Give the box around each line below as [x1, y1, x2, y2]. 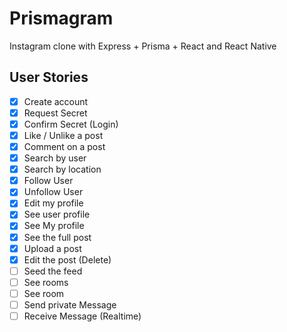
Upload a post [23, 242, 82, 254]
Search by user [23, 152, 87, 164]
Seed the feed [23, 265, 83, 277]
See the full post [23, 231, 92, 243]
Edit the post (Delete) [23, 253, 112, 266]
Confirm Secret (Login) [23, 118, 119, 130]
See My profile [23, 220, 85, 232]
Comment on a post [23, 141, 106, 152]
